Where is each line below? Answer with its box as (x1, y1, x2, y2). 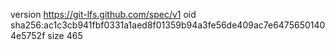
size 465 (47, 30, 83, 41)
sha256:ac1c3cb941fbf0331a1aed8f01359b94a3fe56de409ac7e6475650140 (10, 19, 326, 31)
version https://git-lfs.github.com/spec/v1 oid (10, 9, 197, 20)
